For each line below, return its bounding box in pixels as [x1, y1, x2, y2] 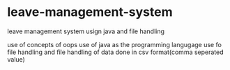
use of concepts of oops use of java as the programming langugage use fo [7, 40, 222, 49]
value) [7, 55, 26, 63]
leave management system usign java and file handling [7, 27, 165, 35]
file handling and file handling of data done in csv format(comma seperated [7, 48, 224, 56]
